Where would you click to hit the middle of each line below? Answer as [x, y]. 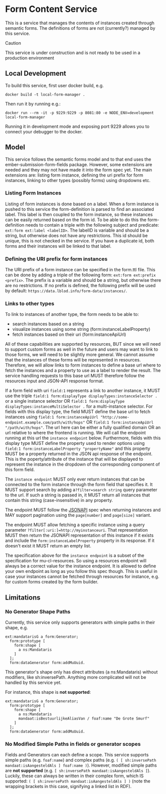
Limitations [23, 597]
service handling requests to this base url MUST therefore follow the [75, 376]
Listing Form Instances [33, 193]
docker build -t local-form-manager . [45, 94]
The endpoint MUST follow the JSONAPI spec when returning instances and [83, 510]
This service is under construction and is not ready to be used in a [73, 53]
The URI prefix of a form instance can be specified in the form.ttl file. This [80, 270]
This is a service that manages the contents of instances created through [80, 23]
